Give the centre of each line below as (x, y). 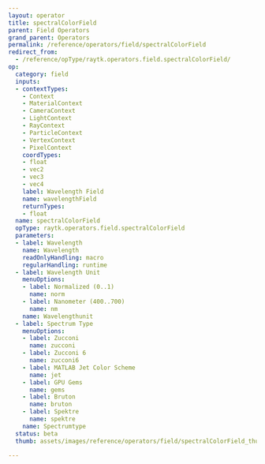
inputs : (28, 81)
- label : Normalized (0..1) (68, 287)
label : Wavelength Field (63, 191)
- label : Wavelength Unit (58, 272)
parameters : (35, 236)
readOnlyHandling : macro (63, 257)
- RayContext (44, 125)
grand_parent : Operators (49, 37)
